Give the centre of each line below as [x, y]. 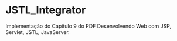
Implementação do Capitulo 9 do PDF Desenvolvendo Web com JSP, [88, 26]
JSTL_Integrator [46, 10]
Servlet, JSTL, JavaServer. [38, 32]
